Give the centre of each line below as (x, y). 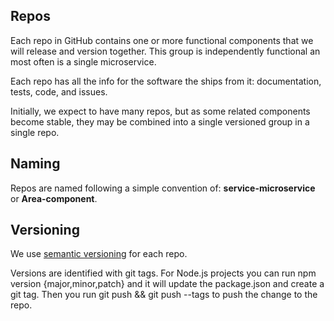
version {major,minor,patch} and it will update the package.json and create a (167, 284)
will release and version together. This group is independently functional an (165, 51)
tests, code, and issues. (59, 91)
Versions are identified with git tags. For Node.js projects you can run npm (163, 273)
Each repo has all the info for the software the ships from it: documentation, (166, 81)
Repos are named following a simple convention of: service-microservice (163, 188)
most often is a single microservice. (83, 61)
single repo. (35, 132)
